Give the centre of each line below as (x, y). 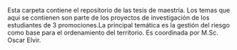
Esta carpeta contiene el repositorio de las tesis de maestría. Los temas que (119, 10)
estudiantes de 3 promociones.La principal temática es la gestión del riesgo (119, 25)
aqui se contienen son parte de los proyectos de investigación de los (109, 18)
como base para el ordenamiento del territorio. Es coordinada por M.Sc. (113, 32)
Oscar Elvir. (24, 40)
